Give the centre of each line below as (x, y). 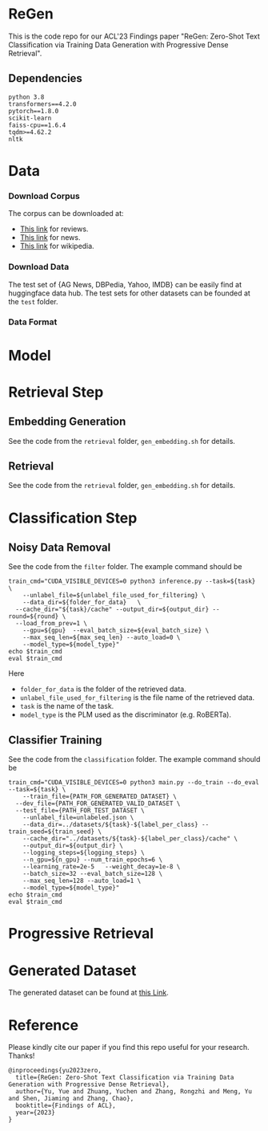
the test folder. (33, 301)
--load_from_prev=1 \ (52, 624)
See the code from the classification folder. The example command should (134, 759)
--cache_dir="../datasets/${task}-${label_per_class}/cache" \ (130, 839)
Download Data (39, 267)
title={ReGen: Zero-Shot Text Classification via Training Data (125, 1078)
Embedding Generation (67, 422)
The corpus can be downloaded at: (66, 214)
